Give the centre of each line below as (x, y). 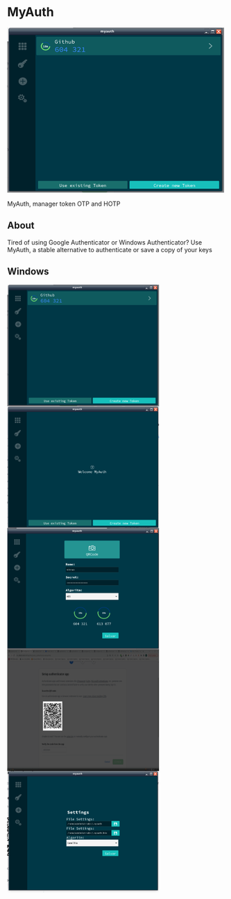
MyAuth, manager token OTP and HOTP (64, 204)
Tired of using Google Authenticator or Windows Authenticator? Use (105, 242)
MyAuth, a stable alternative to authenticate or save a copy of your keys (110, 249)
